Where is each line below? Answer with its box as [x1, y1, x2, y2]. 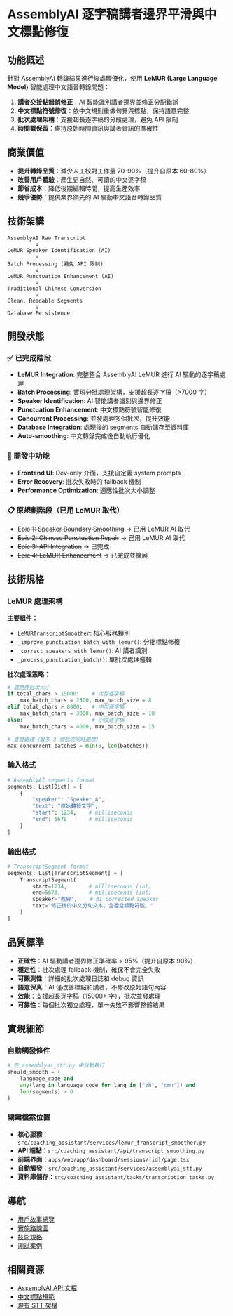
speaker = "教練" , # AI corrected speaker [32, 896, 159, 903]
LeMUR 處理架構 [7, 596, 63, 606]
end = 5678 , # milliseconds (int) [32, 889, 152, 896]
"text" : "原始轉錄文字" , [32, 803, 99, 810]
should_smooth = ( [7, 1069, 61, 1076]
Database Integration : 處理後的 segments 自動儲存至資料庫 [17, 423, 190, 432]
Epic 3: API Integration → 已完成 [17, 542, 110, 551]
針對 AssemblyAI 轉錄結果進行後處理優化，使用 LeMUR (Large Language [7, 74, 218, 82]
